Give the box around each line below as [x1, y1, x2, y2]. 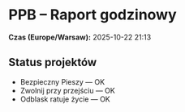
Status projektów [8, 56, 97, 69]
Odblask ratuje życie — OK [19, 94, 111, 104]
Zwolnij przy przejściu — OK [19, 85, 115, 95]
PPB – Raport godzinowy [8, 6, 177, 24]
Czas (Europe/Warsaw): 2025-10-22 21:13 [8, 32, 152, 42]
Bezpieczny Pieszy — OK [19, 77, 105, 86]
